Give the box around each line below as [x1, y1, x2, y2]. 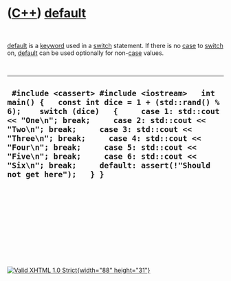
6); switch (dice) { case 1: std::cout [7, 106, 220, 117]
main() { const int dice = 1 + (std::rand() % [7, 98, 220, 107]
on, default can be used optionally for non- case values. [7, 49, 164, 57]
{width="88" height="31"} [76, 266, 151, 274]
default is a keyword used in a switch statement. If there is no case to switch [7, 41, 223, 49]
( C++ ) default [7, 5, 87, 21]
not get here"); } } [7, 170, 104, 179]
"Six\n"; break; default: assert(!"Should [7, 161, 211, 170]
